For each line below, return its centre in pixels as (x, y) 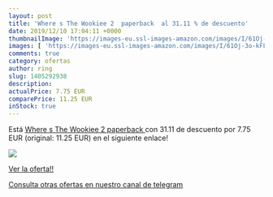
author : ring (30, 69)
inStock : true (32, 106)
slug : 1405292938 (38, 76)
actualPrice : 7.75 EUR (47, 91)
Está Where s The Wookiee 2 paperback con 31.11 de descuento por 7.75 (130, 130)
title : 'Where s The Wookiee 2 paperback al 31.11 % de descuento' (129, 24)
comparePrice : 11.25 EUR (50, 99)
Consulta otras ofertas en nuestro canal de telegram (96, 185)
